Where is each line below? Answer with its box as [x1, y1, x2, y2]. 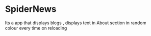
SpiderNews [5, 3, 56, 15]
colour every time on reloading [5, 25, 67, 31]
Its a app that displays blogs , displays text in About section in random [5, 20, 147, 26]
